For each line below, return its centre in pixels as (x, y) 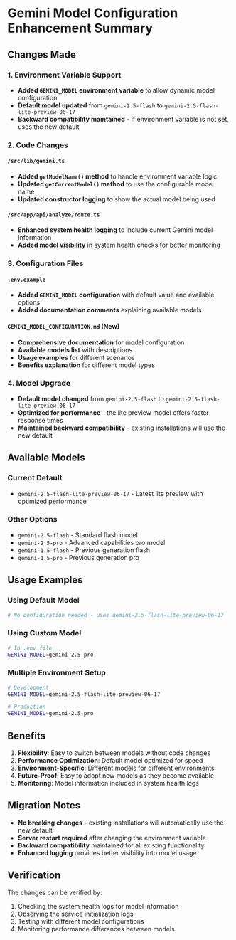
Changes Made (42, 54)
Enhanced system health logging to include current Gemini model (115, 230)
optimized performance (52, 501)
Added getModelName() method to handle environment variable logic (117, 176)
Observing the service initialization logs (75, 914)
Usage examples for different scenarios (76, 357)
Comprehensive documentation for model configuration (101, 342)
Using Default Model (43, 601)
